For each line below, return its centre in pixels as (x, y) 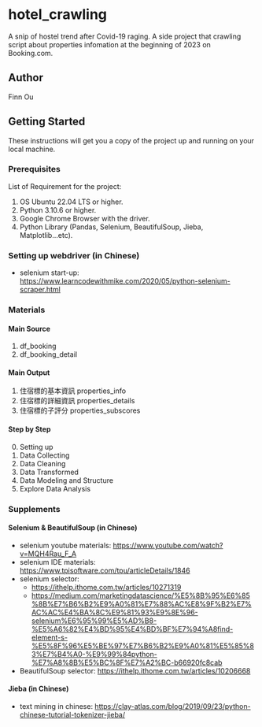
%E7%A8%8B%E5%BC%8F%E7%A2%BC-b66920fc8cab (127, 662)
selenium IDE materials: (57, 562)
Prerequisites (34, 169)
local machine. (32, 149)
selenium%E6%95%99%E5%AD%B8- (94, 621)
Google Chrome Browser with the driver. (85, 218)
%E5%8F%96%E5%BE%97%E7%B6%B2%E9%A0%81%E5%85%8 (142, 645)
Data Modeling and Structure (66, 480)
